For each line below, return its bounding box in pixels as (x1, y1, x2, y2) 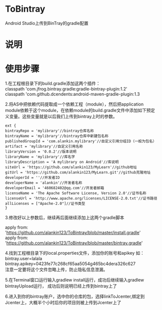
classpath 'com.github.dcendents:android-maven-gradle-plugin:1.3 (5, 91, 140, 97)
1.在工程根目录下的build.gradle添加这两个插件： (5, 81, 101, 87)
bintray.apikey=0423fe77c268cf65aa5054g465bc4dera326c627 (5, 261, 136, 267)
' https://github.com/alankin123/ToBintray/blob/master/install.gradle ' (5, 230, 141, 236)
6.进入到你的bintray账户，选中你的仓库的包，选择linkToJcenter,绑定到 (5, 293, 145, 299)
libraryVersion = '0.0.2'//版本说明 (5, 149, 77, 155)
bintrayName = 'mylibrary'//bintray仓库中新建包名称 (5, 133, 109, 139)
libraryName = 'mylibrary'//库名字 (5, 155, 75, 159)
